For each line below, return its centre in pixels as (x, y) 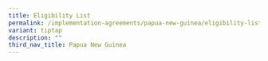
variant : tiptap (35, 30)
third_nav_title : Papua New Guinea (67, 45)
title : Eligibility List (49, 15)
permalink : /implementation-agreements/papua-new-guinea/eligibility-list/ (137, 23)
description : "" (35, 38)
